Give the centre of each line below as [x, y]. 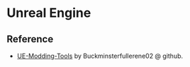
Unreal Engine [49, 13]
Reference [30, 39]
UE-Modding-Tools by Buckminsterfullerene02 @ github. [100, 56]
